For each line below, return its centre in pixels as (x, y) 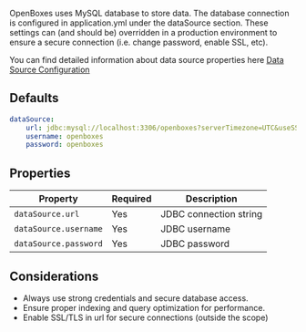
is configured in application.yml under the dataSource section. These (139, 23)
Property (59, 199)
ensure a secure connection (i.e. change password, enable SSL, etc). (139, 42)
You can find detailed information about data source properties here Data (147, 60)
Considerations (54, 276)
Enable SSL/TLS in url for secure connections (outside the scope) (145, 317)
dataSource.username (58, 229)
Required (132, 199)
